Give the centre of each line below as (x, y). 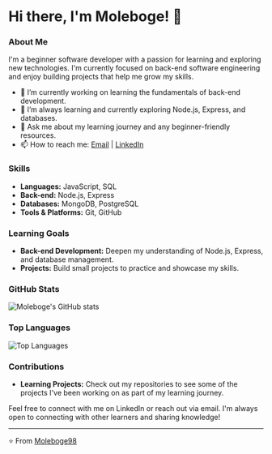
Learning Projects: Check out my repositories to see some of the (129, 383)
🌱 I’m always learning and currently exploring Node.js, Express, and (133, 109)
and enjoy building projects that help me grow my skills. (101, 77)
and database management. (67, 259)
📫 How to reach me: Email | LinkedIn (82, 144)
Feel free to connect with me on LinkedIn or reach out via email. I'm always (133, 408)
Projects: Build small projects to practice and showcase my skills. (130, 268)
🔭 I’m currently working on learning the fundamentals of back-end (130, 92)
